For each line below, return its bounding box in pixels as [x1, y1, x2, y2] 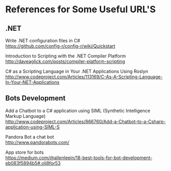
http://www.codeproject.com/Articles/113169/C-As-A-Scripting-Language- [5, 74, 163, 80]
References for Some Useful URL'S [5, 4, 156, 15]
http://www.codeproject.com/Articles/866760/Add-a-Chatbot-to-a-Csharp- [5, 118, 166, 124]
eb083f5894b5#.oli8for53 [5, 160, 61, 166]
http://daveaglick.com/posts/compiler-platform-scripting [5, 58, 125, 65]
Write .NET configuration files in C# [5, 37, 81, 44]
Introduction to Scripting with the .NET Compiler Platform [5, 53, 126, 59]
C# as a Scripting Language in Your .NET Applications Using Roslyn [5, 68, 148, 74]
